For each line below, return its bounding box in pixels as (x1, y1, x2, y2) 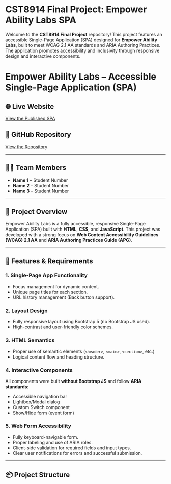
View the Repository (5, 144, 48, 150)
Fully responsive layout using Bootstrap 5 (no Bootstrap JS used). (12, 319, 150, 325)
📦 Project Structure (5, 470, 70, 479)
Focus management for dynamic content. (12, 284, 99, 290)
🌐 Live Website (5, 102, 54, 111)
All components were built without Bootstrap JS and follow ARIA (5, 378, 142, 384)
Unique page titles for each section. (12, 289, 88, 295)
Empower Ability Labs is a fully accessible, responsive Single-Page (5, 221, 146, 227)
